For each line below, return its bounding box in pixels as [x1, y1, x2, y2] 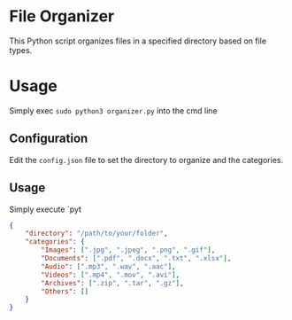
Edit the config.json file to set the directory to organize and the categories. [9, 154, 284, 165]
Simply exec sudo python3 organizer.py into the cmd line [9, 105, 219, 116]
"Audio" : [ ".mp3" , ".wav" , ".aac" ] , [41, 261, 176, 271]
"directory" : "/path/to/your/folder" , [25, 229, 168, 238]
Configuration [9, 131, 88, 146]
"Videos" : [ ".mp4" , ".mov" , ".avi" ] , [41, 270, 180, 279]
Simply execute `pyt [9, 204, 82, 215]
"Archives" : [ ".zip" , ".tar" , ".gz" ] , [41, 278, 184, 287]
